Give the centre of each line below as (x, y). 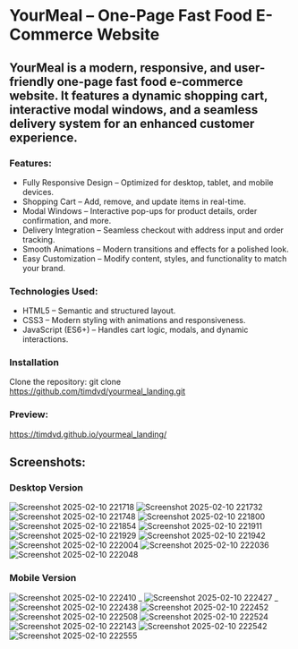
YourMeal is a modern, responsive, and (121, 68)
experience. (43, 137)
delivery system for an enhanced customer (132, 123)
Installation (34, 363)
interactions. (45, 339)
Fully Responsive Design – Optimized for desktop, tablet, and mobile (148, 182)
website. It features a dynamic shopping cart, (139, 95)
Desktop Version (46, 488)
